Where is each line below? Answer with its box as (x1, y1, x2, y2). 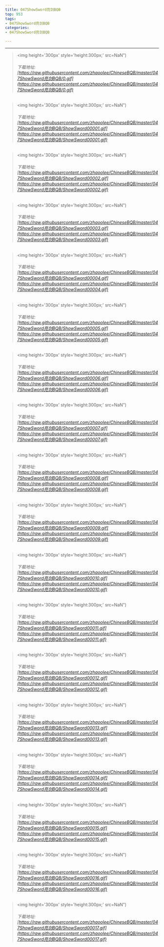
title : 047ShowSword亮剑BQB (5, 7, 61, 12)
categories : (5, 25, 29, 30)
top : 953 (5, 12, 23, 17)
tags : (5, 16, 16, 21)
